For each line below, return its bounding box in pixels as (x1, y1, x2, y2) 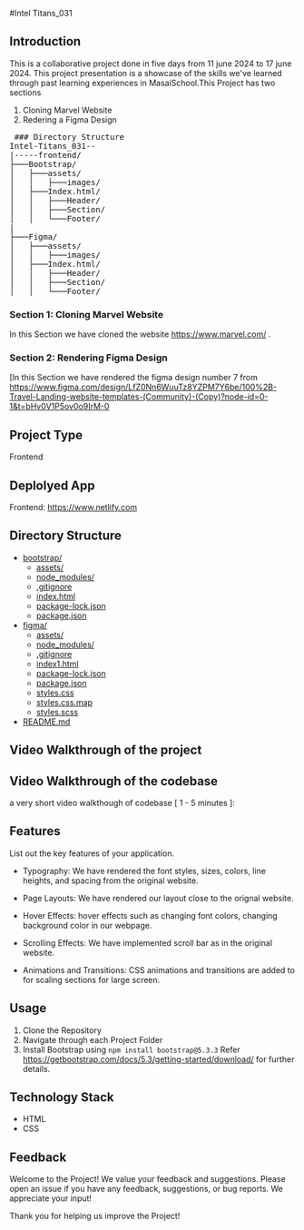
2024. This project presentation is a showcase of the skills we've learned (9, 67, 283, 78)
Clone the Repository (22, 1025, 103, 1036)
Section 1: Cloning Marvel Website (9, 308, 164, 320)
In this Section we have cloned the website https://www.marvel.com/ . (9, 329, 271, 339)
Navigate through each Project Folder (22, 1034, 163, 1045)
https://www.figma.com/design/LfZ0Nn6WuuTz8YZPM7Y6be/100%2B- (9, 381, 278, 393)
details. (22, 1063, 51, 1074)
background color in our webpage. (22, 920, 152, 930)
